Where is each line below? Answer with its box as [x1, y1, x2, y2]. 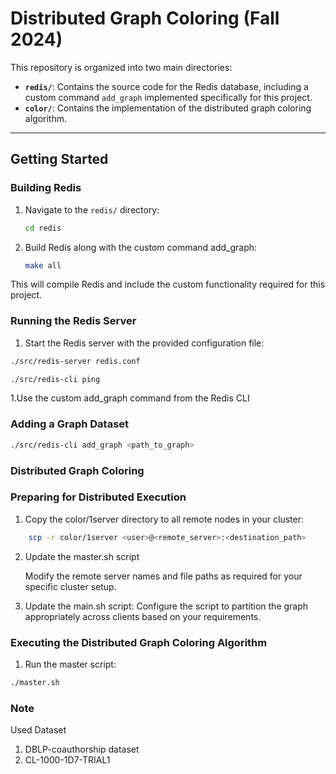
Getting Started [10, 151, 109, 168]
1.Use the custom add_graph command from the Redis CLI [10, 392, 250, 404]
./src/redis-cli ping [10, 374, 101, 384]
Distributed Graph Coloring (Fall [10, 7, 280, 30]
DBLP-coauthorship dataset [24, 743, 140, 756]
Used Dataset [10, 724, 67, 736]
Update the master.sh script [24, 550, 140, 562]
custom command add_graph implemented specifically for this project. [24, 91, 313, 103]
